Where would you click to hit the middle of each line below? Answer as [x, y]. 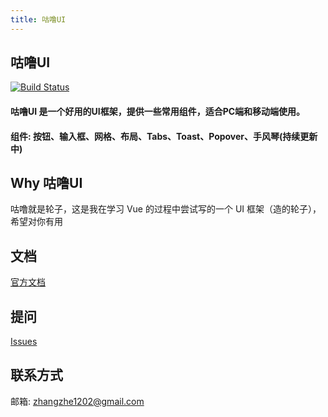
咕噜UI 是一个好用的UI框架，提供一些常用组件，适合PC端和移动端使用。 [158, 112]
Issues [24, 342]
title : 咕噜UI [38, 19]
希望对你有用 [36, 222]
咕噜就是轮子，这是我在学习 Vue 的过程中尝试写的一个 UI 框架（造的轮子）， [166, 209]
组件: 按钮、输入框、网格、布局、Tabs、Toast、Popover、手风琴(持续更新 [164, 136]
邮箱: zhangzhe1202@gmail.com [77, 401]
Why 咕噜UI [46, 183]
